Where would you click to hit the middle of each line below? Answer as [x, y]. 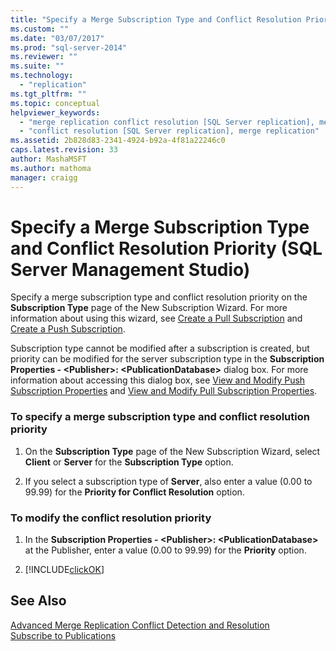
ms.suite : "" [37, 66]
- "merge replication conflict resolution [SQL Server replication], [167, 122]
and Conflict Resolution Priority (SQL [166, 248]
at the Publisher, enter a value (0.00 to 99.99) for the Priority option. [165, 550]
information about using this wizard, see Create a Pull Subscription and [156, 318]
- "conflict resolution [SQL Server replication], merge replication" [169, 131]
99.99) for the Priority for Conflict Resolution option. [134, 492]
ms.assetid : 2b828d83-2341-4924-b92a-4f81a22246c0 [118, 141]
